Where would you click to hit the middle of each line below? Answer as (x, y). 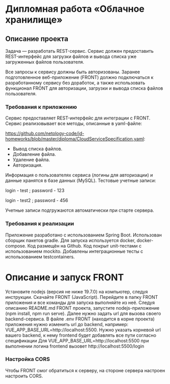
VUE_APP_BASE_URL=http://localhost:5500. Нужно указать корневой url (83, 330)
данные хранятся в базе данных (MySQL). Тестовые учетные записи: (81, 180)
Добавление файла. (34, 154)
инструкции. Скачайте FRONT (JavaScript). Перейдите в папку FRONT (82, 297)
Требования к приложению (41, 107)
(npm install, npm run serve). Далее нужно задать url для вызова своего (83, 313)
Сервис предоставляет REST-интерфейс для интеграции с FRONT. (78, 118)
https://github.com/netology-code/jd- (45, 133)
